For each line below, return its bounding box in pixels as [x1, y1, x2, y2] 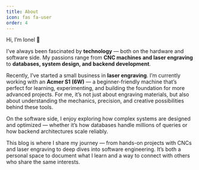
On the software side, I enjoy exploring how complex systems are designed [6, 115, 191, 122]
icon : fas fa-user [6, 14, 52, 20]
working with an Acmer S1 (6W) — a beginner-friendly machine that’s [6, 78, 177, 85]
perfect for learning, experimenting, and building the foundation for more [6, 85, 185, 92]
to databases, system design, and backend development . [6, 60, 151, 67]
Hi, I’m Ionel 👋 [6, 36, 41, 44]
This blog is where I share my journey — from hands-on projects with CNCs [6, 140, 192, 147]
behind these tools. [6, 104, 54, 111]
